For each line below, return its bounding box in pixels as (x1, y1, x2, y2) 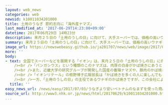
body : (5, 53, 16, 59)
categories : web (5, 12, 39, 17)
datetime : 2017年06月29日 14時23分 (5, 30, 76, 35)
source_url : (5, 91, 30, 96)
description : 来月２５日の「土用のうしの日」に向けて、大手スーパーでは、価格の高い (5, 35, 160, 40)
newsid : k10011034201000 (5, 16, 57, 21)
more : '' (5, 49, 23, 54)
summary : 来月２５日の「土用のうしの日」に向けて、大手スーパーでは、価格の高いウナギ (5, 40, 162, 45)
